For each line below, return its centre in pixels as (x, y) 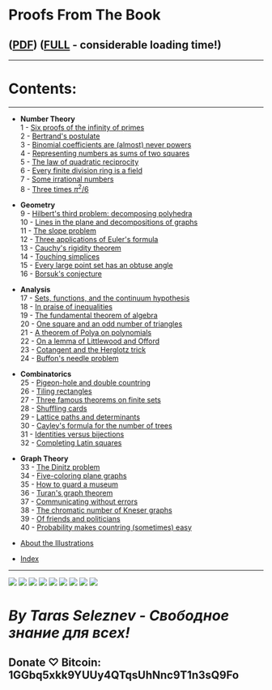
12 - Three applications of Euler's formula (89, 239)
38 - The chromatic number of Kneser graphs (96, 510)
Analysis (35, 289)
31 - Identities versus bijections (72, 434)
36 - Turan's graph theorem (66, 492)
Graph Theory (44, 458)
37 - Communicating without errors (79, 501)
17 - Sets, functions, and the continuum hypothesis (105, 298)
